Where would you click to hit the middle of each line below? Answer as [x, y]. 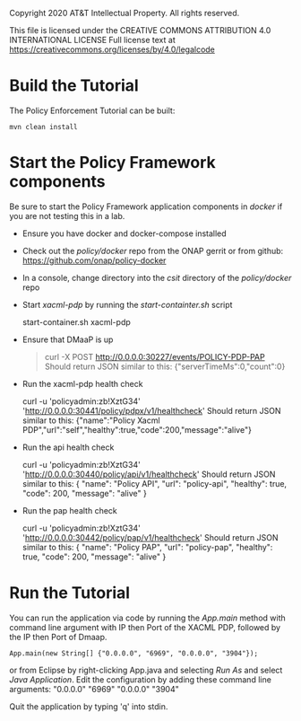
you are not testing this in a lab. [67, 215]
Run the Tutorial [70, 593]
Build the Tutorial [74, 86]
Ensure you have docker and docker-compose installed [124, 233]
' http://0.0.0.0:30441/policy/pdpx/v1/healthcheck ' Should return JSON [151, 410]
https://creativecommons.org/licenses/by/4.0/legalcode [112, 49]
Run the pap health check [70, 510]
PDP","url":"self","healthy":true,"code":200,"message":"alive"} [137, 429]
